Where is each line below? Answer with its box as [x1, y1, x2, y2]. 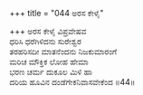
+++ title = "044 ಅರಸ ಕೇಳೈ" [9, 8, 104, 18]
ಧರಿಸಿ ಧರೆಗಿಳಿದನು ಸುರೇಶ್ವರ [9, 36, 81, 46]
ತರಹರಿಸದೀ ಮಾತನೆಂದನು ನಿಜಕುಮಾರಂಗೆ [9, 46, 118, 57]
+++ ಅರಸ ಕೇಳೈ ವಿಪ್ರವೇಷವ [9, 26, 87, 36]
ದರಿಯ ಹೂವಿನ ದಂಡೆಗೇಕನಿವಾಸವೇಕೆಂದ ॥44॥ [9, 77, 136, 87]
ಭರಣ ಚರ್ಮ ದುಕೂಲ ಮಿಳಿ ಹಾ [9, 67, 93, 77]
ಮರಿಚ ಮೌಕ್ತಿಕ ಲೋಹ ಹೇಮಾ [9, 56, 89, 67]
